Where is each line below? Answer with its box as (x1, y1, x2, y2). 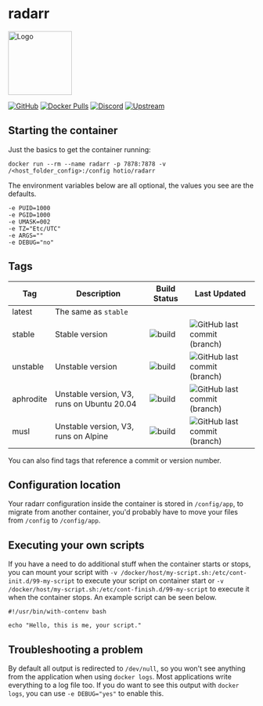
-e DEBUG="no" (8, 238, 55, 246)
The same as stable (54, 306, 128, 317)
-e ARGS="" (8, 231, 44, 239)
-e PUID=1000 (8, 204, 51, 212)
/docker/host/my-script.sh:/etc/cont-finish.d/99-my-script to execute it (8, 584, 250, 594)
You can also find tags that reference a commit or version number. (8, 456, 222, 465)
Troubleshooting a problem (8, 642, 143, 656)
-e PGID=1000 (8, 211, 51, 219)
